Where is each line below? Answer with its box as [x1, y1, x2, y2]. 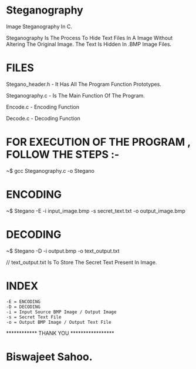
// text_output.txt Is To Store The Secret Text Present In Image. [6, 259, 157, 266]
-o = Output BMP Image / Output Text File [6, 319, 111, 325]
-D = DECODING [6, 304, 41, 310]
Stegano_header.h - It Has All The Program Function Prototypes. [6, 80, 161, 88]
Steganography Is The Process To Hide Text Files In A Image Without [6, 34, 173, 41]
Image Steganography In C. [6, 23, 72, 30]
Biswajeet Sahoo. [6, 350, 93, 363]
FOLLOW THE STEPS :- [6, 148, 120, 162]
